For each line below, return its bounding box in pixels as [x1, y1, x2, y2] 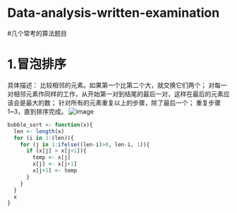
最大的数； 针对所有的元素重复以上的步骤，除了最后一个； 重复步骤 [25, 98, 221, 107]
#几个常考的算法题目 [7, 29, 67, 37]
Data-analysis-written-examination [7, 5, 220, 21]
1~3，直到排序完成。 [7, 107, 68, 115]
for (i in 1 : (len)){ [13, 134, 74, 141]
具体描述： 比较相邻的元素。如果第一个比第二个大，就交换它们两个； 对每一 [7, 81, 227, 89]
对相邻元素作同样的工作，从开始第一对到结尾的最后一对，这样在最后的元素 [7, 89, 224, 98]
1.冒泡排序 [7, 56, 67, 72]
